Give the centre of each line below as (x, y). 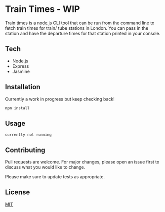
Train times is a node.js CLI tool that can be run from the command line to (80, 23)
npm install (17, 108)
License (18, 192)
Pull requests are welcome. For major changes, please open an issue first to (82, 162)
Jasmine (21, 71)
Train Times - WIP (42, 9)
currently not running (28, 135)
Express (21, 66)
